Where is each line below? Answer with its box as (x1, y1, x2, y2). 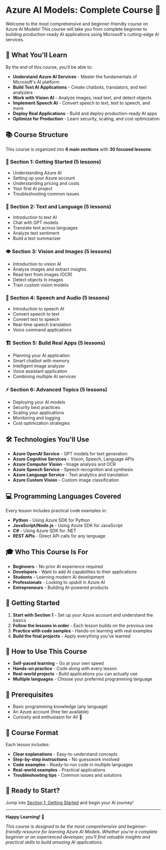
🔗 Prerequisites (5, 690, 54, 699)
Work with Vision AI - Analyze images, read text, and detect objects (12, 94, 152, 100)
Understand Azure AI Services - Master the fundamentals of (12, 74, 137, 80)
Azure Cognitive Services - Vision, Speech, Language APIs (12, 456, 134, 462)
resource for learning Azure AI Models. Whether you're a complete (22, 828, 158, 835)
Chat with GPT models (12, 220, 59, 225)
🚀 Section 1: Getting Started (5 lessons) (5, 158, 101, 165)
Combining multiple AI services (12, 373, 76, 380)
